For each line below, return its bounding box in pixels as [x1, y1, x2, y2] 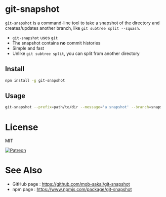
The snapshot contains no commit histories [12, 40, 101, 46]
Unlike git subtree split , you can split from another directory [12, 50, 140, 56]
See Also [5, 165, 42, 176]
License [5, 121, 39, 133]
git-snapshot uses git [12, 35, 58, 41]
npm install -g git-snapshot [5, 78, 65, 83]
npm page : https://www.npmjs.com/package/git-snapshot [12, 187, 132, 193]
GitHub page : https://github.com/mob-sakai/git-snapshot [12, 181, 130, 187]
